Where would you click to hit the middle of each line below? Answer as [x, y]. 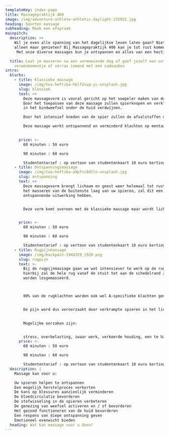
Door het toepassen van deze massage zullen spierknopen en [88, 103]
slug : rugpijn [33, 259]
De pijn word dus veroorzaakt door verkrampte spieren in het [90, 309]
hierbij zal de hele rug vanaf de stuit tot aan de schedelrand [92, 273]
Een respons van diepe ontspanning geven [58, 415]
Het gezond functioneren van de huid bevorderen [66, 411]
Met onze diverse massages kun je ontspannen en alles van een [84, 52]
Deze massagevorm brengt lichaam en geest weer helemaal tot [89, 186]
